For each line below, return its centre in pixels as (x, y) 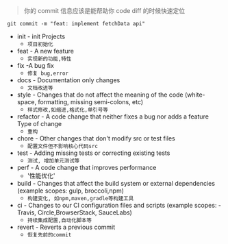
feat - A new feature (45, 51)
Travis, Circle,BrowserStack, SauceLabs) (74, 212)
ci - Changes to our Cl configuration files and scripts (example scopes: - (119, 205)
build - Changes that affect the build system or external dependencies (116, 183)
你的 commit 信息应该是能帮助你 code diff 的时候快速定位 (104, 11)
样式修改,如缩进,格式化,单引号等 (67, 110)
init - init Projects (41, 36)
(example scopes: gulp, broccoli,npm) (71, 191)
